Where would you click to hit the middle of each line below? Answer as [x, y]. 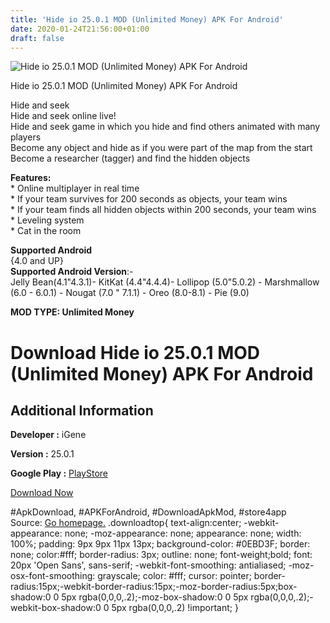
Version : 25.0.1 [42, 454]
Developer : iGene [48, 435]
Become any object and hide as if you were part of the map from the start [161, 148]
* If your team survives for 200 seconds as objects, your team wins [149, 199]
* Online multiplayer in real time [75, 188]
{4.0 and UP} [37, 261]
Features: [31, 178]
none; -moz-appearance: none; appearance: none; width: [183, 533]
